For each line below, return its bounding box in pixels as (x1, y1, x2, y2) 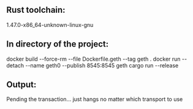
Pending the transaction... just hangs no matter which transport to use (6, 96, 183, 103)
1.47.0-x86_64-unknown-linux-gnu (6, 21, 94, 28)
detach (6, 61, 25, 69)
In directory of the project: (6, 39, 109, 50)
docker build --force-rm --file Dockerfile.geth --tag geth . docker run (6, 55, 181, 62)
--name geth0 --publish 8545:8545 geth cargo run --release (25, 61, 179, 69)
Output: (6, 80, 37, 90)
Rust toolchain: (6, 5, 66, 15)
